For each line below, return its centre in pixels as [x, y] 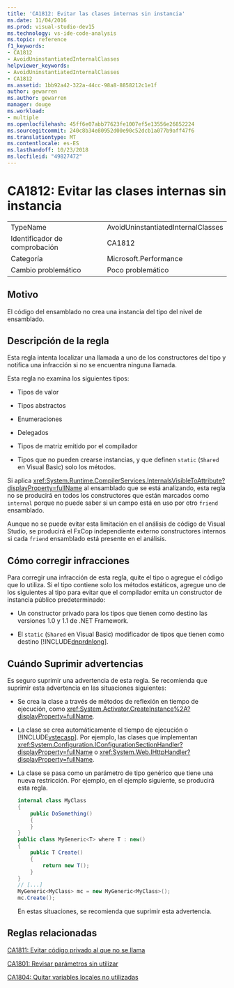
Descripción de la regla [58, 341]
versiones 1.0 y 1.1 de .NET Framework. [73, 621]
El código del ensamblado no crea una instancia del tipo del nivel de [105, 311]
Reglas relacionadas [52, 933]
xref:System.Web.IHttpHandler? [145, 752]
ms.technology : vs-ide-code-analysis [62, 33]
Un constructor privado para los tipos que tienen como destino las [112, 613]
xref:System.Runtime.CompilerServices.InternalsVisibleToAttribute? [129, 481]
